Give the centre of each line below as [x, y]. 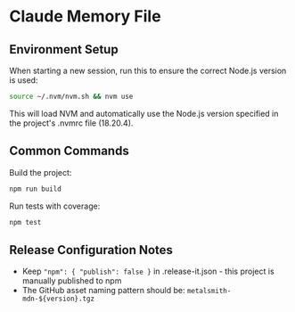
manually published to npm [72, 281]
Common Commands [69, 151]
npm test [25, 222]
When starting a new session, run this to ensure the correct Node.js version [148, 70]
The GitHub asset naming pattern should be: [103, 291]
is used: [24, 80]
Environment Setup [64, 49]
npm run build [36, 189]
